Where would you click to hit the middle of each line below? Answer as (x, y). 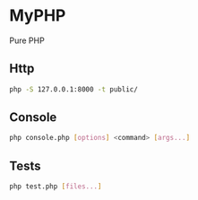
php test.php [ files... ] (56, 187)
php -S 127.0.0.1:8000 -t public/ (74, 89)
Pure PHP (27, 40)
